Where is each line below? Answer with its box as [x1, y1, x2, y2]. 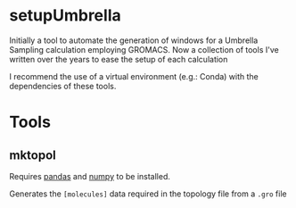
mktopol [9, 147, 56, 162]
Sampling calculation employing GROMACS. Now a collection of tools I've [9, 44, 279, 54]
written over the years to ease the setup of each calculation [9, 54, 228, 64]
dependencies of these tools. [9, 80, 117, 91]
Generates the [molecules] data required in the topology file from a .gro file [9, 188, 287, 199]
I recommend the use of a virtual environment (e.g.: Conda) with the [9, 71, 259, 81]
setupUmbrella [9, 5, 122, 26]
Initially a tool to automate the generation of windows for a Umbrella [9, 35, 259, 46]
